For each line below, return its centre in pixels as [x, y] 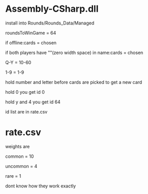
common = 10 [20, 156]
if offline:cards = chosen [31, 43]
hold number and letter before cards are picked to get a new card [74, 82]
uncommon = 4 [21, 166]
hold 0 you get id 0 [25, 92]
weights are [18, 146]
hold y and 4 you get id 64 [33, 102]
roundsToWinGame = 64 [31, 33]
